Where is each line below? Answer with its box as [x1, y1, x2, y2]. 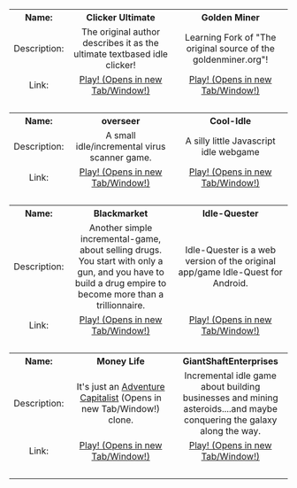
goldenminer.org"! [193, 53, 269, 66]
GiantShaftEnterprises [182, 355, 278, 367]
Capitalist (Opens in [79, 391, 162, 404]
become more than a [78, 288, 164, 300]
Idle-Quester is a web [185, 244, 277, 256]
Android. [212, 277, 249, 289]
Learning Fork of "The [184, 31, 277, 43]
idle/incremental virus [75, 141, 166, 152]
